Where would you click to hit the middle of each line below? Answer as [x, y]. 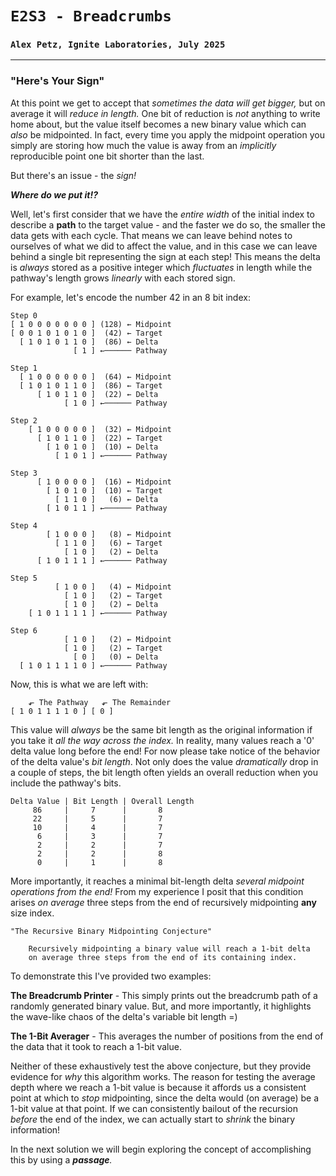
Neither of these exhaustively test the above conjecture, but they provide [161, 1066]
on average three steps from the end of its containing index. [163, 957]
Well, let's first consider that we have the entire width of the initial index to [162, 214]
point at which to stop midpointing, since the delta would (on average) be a [164, 1098]
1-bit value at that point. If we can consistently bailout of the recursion [154, 1108]
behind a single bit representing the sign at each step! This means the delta [165, 256]
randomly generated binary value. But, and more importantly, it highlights [161, 1006]
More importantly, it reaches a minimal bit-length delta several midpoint [157, 881]
